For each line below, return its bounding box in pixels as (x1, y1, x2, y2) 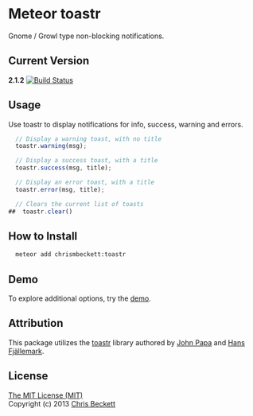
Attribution (8, 317, 64, 330)
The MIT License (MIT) (8, 391, 84, 400)
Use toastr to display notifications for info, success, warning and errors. (8, 119, 244, 129)
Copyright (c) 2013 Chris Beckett (8, 399, 116, 408)
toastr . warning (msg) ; (15, 142, 88, 150)
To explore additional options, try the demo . (8, 294, 151, 303)
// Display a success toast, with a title (15, 157, 158, 165)
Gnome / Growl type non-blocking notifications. (8, 31, 165, 41)
